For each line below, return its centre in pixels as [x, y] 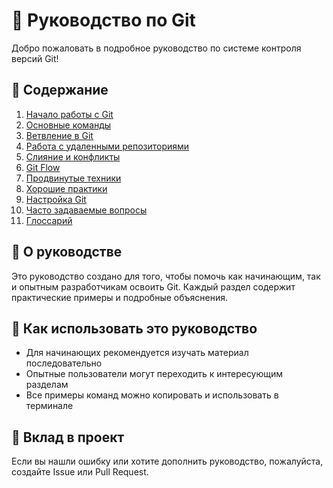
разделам [47, 385]
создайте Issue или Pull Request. [80, 472]
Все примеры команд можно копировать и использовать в [152, 395]
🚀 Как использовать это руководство [134, 328]
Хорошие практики [66, 188]
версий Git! [35, 58]
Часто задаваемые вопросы [86, 210]
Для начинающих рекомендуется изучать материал [137, 353]
